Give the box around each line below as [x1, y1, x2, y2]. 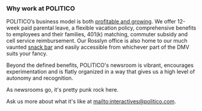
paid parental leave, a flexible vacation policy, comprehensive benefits [21, 24, 197, 31]
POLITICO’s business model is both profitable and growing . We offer [6, 18, 177, 25]
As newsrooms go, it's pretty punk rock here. [6, 86, 119, 94]
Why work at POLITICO [6, 4, 76, 13]
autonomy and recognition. [6, 74, 74, 82]
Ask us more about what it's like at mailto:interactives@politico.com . [6, 98, 177, 105]
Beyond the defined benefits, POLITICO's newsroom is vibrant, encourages [6, 62, 194, 69]
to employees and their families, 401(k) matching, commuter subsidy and [6, 31, 188, 38]
